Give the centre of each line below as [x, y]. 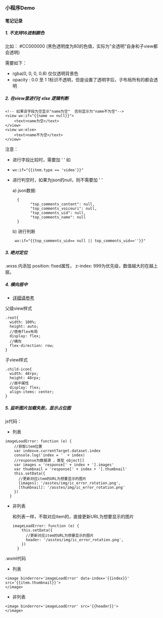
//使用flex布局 [24, 332]
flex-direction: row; [32, 346]
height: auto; [24, 327]
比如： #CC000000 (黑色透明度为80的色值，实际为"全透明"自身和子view [79, 46]
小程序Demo [20, 7]
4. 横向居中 [17, 284]
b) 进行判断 [24, 231]
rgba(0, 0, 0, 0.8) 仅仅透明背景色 [45, 73]
